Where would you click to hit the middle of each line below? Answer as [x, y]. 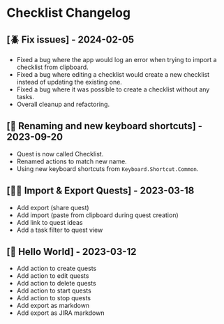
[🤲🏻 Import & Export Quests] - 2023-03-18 [100, 191]
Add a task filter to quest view [60, 230]
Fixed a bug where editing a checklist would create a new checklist [113, 74]
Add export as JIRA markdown [60, 313]
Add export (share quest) [53, 207]
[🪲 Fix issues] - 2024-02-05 [70, 39]
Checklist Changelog [68, 13]
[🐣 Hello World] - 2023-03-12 [72, 252]
